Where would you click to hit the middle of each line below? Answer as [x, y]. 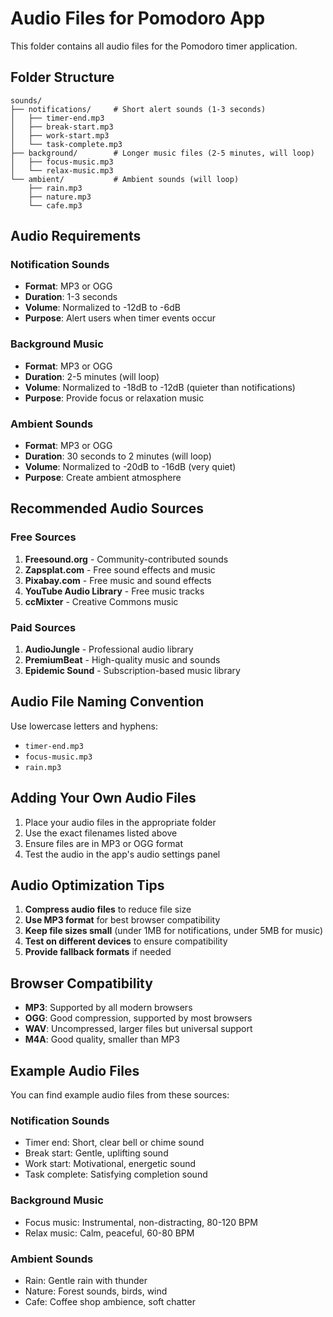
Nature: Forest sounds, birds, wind [96, 1291]
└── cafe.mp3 [55, 205]
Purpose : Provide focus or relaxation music [114, 398]
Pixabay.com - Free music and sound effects [118, 580]
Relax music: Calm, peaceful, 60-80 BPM [109, 1233]
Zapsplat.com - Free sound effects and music [120, 569]
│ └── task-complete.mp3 [66, 144]
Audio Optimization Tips [87, 885]
